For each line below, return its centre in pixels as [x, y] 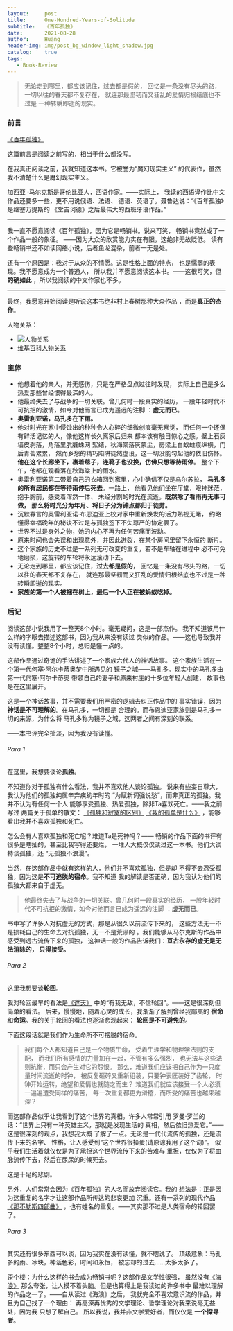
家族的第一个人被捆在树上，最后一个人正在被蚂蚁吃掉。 [96, 592]
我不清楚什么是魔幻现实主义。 [50, 177]
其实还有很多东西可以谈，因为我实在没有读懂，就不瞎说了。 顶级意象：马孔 [114, 1254]
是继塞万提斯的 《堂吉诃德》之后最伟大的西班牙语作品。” [87, 209]
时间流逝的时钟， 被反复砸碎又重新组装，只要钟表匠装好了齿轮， [122, 1075]
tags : [15, 59]
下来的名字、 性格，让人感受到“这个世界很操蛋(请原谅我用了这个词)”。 [113, 1142]
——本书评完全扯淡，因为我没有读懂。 [62, 733]
